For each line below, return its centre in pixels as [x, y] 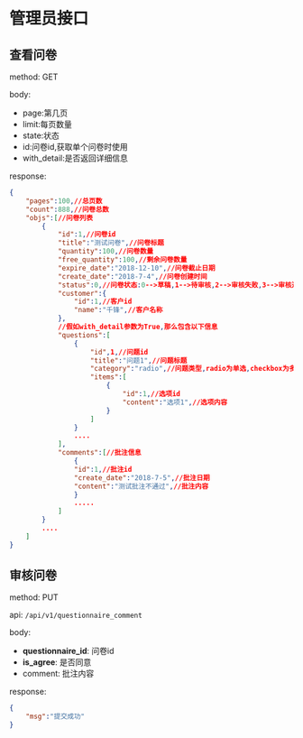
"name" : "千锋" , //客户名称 [118, 310]
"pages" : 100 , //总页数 [64, 201]
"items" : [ [108, 377]
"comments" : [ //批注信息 [99, 453]
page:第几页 [45, 113]
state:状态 [41, 135]
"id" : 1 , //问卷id [87, 235]
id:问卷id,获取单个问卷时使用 [75, 147]
